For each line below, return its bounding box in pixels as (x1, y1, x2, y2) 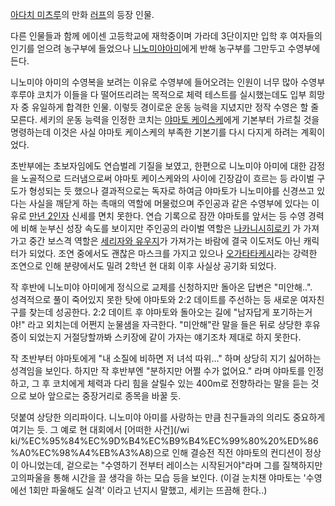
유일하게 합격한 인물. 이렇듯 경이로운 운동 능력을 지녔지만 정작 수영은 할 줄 (31, 101, 320, 113)
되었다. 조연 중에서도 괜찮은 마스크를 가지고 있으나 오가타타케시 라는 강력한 (28, 248, 318, 259)
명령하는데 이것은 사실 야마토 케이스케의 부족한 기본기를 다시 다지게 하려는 (10, 126, 299, 138)
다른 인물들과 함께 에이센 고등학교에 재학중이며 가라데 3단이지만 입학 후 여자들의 (10, 30, 323, 42)
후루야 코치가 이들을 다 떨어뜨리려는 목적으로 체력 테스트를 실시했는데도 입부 (10, 89, 307, 100)
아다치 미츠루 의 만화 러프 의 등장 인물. (10, 9, 155, 20)
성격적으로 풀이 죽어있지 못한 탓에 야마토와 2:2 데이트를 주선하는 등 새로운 (10, 294, 298, 305)
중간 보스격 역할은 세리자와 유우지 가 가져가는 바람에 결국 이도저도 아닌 (28, 235, 302, 247)
